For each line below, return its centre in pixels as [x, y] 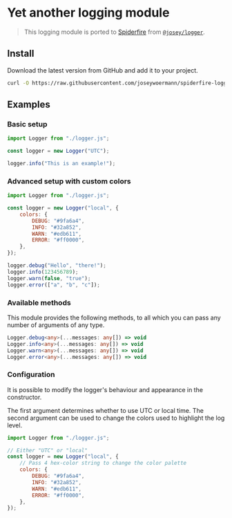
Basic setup [27, 124]
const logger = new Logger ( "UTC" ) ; [58, 151]
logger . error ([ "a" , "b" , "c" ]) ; [54, 285]
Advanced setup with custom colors [69, 181]
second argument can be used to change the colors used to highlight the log [116, 418]
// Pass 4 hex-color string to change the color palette [103, 463]
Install [21, 54]
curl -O [18, 83]
